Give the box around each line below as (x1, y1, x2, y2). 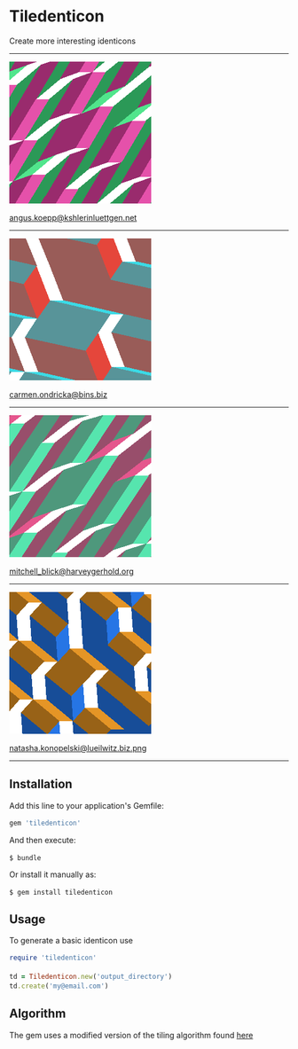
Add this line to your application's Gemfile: (9, 800, 164, 810)
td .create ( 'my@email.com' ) (9, 982, 109, 990)
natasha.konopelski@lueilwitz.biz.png (9, 742, 147, 753)
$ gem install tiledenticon (9, 888, 114, 896)
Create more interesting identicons (9, 35, 136, 46)
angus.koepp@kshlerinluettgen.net (9, 212, 137, 223)
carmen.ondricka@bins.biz (9, 388, 108, 400)
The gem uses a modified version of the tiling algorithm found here (9, 1029, 254, 1040)
